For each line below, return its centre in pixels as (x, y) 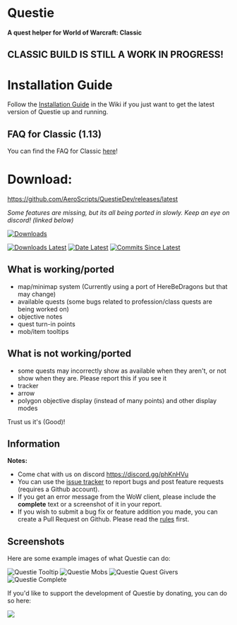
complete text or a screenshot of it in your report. (90, 505)
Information (34, 444)
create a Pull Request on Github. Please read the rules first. (103, 519)
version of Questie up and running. (58, 112)
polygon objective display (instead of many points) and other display (117, 400)
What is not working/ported (69, 354)
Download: (40, 179)
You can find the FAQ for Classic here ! (63, 151)
